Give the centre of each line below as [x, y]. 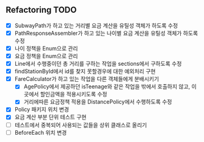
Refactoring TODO [41, 10]
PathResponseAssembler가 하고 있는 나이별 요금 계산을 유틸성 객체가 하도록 [106, 33]
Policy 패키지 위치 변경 [42, 110]
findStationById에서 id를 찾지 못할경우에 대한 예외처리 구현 [85, 71]
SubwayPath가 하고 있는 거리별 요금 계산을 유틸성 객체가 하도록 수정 [96, 25]
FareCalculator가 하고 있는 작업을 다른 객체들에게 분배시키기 [87, 79]
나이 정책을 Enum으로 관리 [46, 48]
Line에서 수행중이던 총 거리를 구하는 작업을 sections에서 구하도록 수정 [98, 64]
